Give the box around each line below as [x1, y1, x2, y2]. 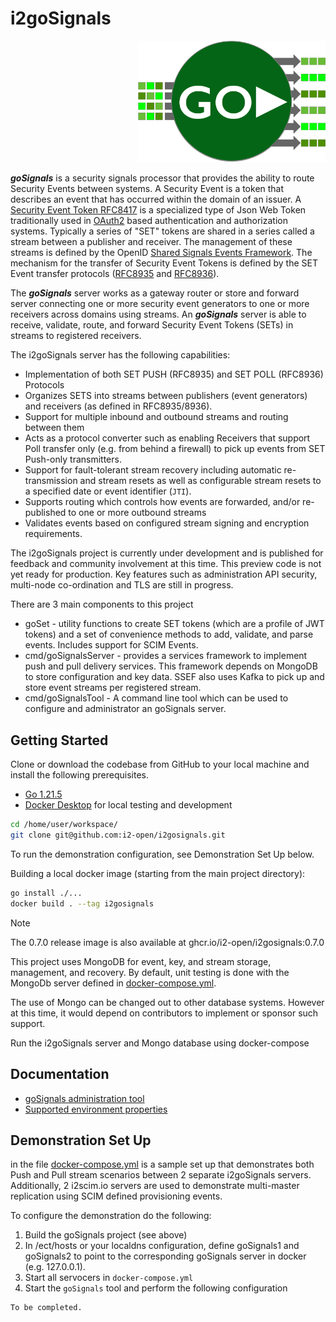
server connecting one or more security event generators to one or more [10, 298, 310, 310]
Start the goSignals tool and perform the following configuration [24, 1282, 288, 1294]
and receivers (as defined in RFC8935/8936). [24, 400, 213, 412]
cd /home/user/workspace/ [10, 820, 118, 830]
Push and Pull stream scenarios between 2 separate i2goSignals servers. [10, 1169, 312, 1181]
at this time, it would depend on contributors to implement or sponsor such [10, 1007, 319, 1019]
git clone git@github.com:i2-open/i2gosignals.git [10, 830, 226, 841]
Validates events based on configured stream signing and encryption [24, 517, 310, 529]
